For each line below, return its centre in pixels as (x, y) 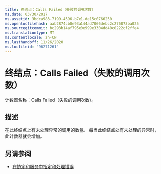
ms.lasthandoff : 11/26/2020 (34, 42)
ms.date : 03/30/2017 (27, 14)
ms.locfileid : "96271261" (32, 47)
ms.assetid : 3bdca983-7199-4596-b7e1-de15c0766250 (59, 19)
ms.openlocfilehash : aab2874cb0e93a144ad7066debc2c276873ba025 (72, 24)
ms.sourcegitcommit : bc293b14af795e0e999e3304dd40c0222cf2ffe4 (72, 28)
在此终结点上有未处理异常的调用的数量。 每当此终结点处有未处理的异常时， (82, 130)
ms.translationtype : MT (30, 33)
